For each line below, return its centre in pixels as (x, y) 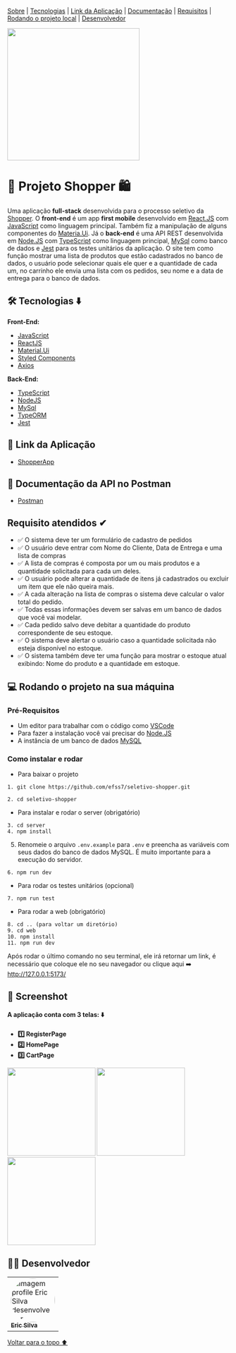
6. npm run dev (30, 873)
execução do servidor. (50, 860)
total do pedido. (41, 602)
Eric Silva (24, 1326)
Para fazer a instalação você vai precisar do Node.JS (94, 733)
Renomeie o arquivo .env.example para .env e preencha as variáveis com (123, 845)
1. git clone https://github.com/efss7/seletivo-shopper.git (99, 787)
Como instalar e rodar (45, 759)
